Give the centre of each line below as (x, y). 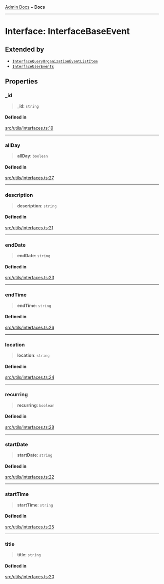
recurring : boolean (36, 405)
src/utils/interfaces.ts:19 (29, 128)
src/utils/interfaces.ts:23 (30, 278)
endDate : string (34, 256)
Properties (21, 82)
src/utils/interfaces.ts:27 (30, 178)
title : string (29, 555)
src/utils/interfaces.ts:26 (30, 327)
